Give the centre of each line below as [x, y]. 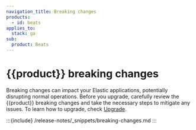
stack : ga [23, 34]
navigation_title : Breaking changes [51, 12]
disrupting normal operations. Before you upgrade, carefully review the [93, 96]
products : [18, 17]
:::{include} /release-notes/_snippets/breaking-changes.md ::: [81, 120]
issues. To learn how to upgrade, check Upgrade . [66, 109]
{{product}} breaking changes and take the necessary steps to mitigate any [98, 103]
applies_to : [21, 28]
